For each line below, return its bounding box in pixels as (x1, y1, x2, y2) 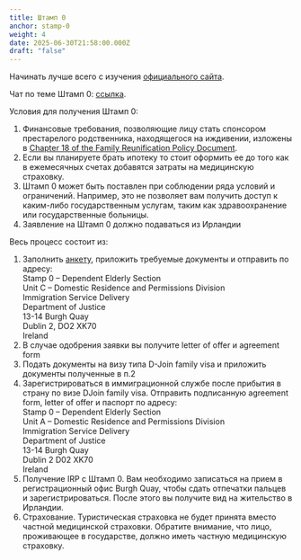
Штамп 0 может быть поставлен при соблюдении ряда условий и (22, 181, 276, 191)
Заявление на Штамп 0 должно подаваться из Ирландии (22, 219, 241, 230)
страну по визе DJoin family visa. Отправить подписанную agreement (22, 387, 289, 398)
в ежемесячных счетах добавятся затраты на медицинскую (22, 162, 254, 173)
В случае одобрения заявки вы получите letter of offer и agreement (22, 340, 280, 351)
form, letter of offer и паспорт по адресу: (22, 397, 178, 408)
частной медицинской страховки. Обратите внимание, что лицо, (22, 521, 272, 532)
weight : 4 (9, 30, 47, 39)
